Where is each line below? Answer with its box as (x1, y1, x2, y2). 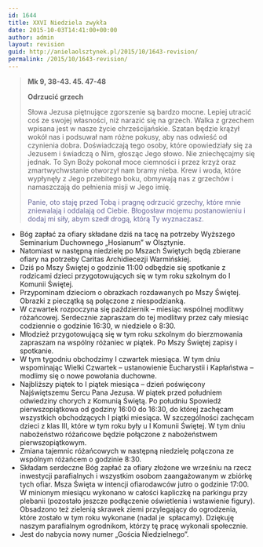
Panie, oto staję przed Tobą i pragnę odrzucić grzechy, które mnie (27, 197, 241, 206)
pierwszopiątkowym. (19, 437, 87, 447)
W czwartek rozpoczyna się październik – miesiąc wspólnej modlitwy (19, 304, 244, 314)
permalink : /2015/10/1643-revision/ (8, 56, 128, 64)
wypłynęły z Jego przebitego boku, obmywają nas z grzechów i (27, 173, 234, 183)
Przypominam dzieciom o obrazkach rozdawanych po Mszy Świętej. (19, 287, 241, 297)
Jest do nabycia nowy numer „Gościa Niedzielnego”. (19, 529, 189, 538)
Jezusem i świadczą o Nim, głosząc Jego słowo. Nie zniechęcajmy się (27, 148, 255, 158)
